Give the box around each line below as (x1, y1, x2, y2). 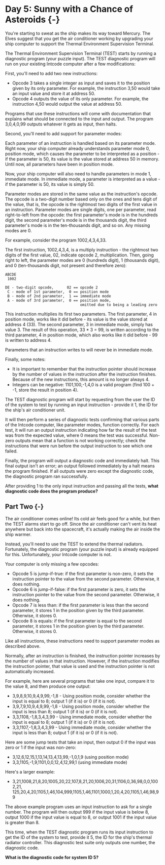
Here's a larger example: (5, 769, 55, 775)
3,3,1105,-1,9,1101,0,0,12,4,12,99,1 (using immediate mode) (12, 759, 128, 765)
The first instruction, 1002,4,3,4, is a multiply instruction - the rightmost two (5, 247, 159, 252)
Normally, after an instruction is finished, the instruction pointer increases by (5, 653, 161, 659)
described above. (5, 643, 41, 649)
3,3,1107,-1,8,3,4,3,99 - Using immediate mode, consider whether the (12, 724, 151, 730)
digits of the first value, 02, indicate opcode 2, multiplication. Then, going (5, 252, 154, 258)
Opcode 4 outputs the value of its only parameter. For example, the (12, 95, 149, 102)
